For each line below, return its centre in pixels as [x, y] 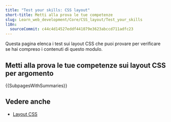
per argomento [29, 73]
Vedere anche [28, 102]
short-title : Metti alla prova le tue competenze [59, 15]
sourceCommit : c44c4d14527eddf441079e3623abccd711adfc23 [72, 29]
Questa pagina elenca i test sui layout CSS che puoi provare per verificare [83, 44]
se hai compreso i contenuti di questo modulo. [54, 49]
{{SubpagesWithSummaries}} [36, 86]
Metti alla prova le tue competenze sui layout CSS [86, 65]
